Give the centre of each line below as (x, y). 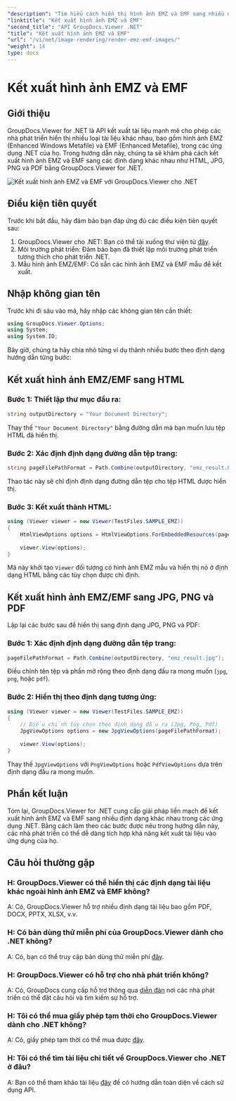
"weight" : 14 (26, 46)
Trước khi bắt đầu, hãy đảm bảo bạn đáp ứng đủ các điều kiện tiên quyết (112, 220)
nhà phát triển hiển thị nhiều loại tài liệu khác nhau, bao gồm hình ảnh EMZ (115, 138)
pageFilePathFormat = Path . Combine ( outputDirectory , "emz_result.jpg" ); (116, 658)
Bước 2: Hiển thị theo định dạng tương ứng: (82, 697)
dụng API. (22, 1090)
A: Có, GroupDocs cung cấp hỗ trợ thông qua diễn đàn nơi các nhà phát (111, 990)
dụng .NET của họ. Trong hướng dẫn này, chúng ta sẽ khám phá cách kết (113, 153)
